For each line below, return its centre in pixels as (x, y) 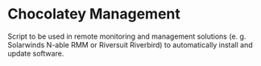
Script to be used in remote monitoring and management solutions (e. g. (127, 36)
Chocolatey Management (94, 14)
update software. (36, 53)
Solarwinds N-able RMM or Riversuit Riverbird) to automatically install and (130, 44)
